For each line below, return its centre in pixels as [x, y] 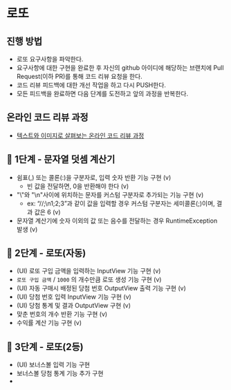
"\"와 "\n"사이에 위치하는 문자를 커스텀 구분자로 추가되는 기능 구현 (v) [110, 194]
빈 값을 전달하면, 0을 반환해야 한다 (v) [78, 186]
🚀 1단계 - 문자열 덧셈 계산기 [61, 159]
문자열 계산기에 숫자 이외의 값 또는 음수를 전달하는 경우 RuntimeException [117, 221]
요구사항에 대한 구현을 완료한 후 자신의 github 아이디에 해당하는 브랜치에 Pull [120, 68]
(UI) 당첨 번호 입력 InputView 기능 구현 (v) [74, 297]
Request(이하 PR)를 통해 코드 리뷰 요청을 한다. [79, 76]
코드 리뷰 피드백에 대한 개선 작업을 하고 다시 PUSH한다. [91, 85]
